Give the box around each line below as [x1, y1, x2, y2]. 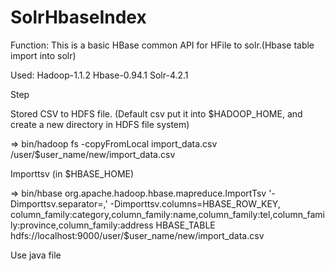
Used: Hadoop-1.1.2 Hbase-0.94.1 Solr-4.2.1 [10, 69, 189, 81]
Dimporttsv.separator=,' [10, 197, 108, 210]
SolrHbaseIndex [10, 6, 147, 29]
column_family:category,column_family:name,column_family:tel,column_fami [10, 208, 325, 220]
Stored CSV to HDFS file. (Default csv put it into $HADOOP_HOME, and [10, 107, 303, 120]
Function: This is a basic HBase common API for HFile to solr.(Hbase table [10, 39, 315, 51]
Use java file [10, 249, 62, 261]
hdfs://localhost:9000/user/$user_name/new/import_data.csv [10, 229, 265, 241]
